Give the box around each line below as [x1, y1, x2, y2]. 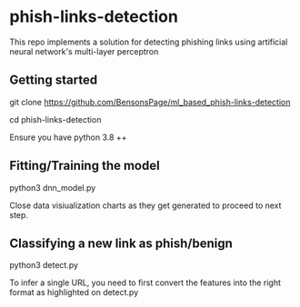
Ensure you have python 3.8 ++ [9, 132, 127, 143]
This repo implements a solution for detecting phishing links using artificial [9, 36, 288, 47]
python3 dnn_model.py [9, 182, 96, 193]
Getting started [9, 73, 98, 88]
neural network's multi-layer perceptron [9, 45, 159, 56]
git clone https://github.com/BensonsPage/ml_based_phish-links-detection [9, 96, 291, 107]
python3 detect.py [9, 260, 79, 271]
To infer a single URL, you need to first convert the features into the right [9, 277, 282, 288]
